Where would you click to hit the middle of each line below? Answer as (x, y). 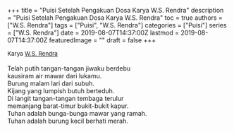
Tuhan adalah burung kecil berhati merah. (68, 121)
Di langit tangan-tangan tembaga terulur (66, 98)
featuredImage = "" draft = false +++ (103, 40)
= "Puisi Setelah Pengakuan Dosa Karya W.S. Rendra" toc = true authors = (115, 18)
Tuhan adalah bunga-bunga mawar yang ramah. (77, 113)
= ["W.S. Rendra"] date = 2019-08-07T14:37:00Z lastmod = (93, 32)
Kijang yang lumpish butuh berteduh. (61, 91)
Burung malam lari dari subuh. (51, 83)
